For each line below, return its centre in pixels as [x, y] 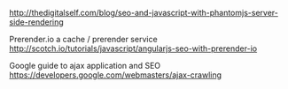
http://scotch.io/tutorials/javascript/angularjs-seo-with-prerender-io [133, 48]
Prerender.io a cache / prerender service [83, 39]
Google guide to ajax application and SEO [85, 66]
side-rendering [36, 22]
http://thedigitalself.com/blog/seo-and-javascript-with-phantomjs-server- [144, 13]
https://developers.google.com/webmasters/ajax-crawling [116, 75]
